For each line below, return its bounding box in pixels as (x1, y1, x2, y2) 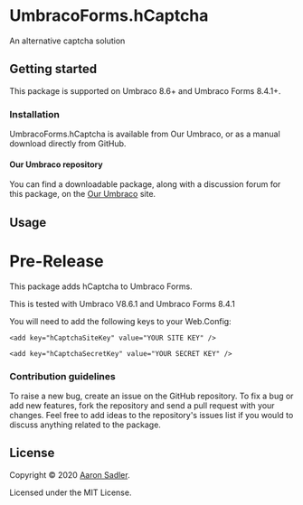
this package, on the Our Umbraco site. (9, 189, 156, 200)
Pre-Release (9, 250, 104, 271)
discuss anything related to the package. (9, 419, 161, 430)
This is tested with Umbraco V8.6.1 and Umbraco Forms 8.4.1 (9, 298, 235, 309)
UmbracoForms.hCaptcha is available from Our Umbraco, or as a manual (9, 128, 280, 140)
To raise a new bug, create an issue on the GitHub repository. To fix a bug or (9, 390, 294, 401)
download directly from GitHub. (9, 138, 127, 149)
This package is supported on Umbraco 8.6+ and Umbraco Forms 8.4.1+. (9, 85, 281, 96)
